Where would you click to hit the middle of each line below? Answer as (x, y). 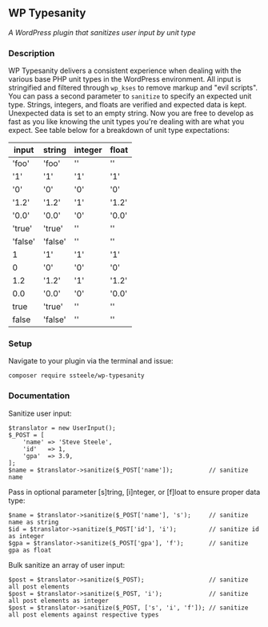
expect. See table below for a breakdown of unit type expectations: (119, 131)
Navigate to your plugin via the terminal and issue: (91, 361)
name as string (34, 522)
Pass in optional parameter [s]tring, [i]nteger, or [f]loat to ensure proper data (134, 492)
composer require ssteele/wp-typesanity (77, 376)
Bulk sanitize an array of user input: (67, 565)
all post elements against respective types (84, 615)
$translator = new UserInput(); (62, 428)
